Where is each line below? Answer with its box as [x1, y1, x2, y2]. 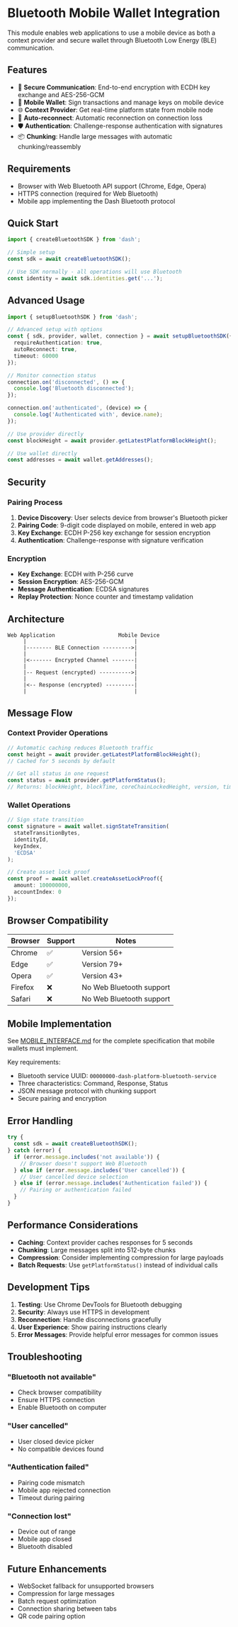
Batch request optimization [17, 1597, 97, 1605]
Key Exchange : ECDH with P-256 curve [17, 570, 134, 579]
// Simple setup [7, 249, 55, 256]
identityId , [13, 835, 50, 843]
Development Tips [7, 1282, 90, 1294]
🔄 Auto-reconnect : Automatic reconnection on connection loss [17, 113, 203, 122]
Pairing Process [7, 497, 63, 507]
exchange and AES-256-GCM [17, 90, 105, 99]
